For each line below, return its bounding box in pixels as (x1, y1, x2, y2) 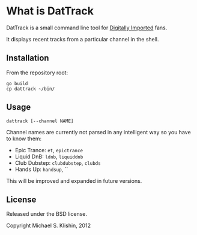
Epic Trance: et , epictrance (14, 146, 83, 153)
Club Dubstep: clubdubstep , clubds (14, 159, 101, 166)
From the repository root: (6, 69, 68, 76)
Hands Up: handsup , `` (14, 165, 68, 173)
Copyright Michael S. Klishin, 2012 (6, 222, 91, 229)
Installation (6, 53, 49, 64)
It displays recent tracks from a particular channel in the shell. (6, 35, 159, 43)
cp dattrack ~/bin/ (6, 86, 55, 92)
